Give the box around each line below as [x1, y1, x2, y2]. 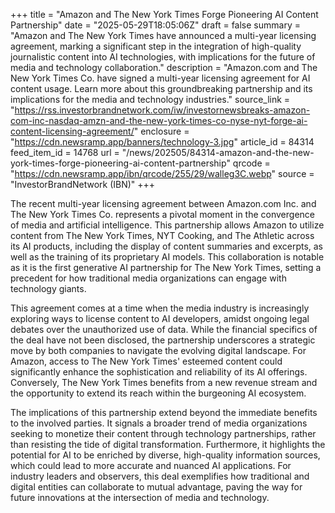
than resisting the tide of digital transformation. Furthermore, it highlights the [10, 439, 326, 450]
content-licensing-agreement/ [10, 125, 135, 137]
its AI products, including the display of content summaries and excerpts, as [10, 240, 324, 252]
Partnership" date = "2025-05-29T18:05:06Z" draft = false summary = [10, 19, 301, 31]
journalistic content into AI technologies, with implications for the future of [10, 51, 316, 63]
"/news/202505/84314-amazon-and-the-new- [121, 147, 315, 158]
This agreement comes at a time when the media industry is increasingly [10, 302, 310, 314]
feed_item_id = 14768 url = [10, 147, 120, 158]
